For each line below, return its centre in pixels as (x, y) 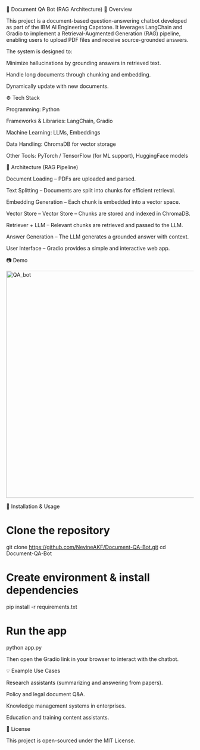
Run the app (37, 631)
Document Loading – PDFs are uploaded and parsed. (71, 179)
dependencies (43, 590)
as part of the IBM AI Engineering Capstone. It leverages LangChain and (94, 27)
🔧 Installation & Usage (33, 506)
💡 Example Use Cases (33, 671)
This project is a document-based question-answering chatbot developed (97, 21)
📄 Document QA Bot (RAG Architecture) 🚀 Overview (69, 9)
